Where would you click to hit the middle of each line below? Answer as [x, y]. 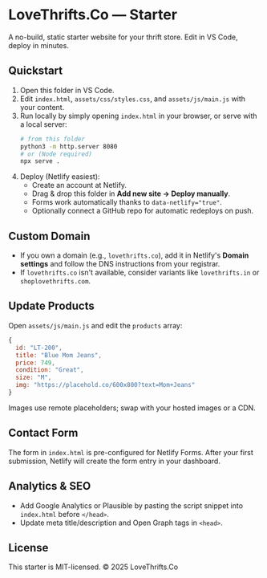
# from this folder [53, 139]
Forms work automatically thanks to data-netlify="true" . [127, 202]
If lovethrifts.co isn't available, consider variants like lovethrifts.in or [140, 273]
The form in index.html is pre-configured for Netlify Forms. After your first [131, 452]
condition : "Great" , [50, 370]
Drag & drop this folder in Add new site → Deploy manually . [131, 193]
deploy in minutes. [39, 45]
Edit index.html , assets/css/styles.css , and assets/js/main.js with [133, 99]
